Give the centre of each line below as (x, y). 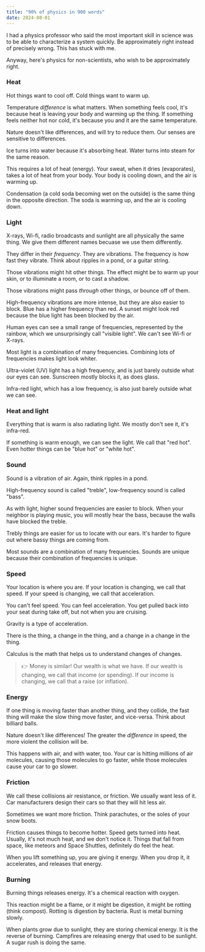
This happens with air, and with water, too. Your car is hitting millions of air (100, 754)
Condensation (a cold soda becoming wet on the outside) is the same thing (101, 194)
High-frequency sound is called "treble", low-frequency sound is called (96, 490)
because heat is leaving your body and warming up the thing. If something (100, 114)
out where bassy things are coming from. (58, 540)
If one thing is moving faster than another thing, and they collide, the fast (98, 710)
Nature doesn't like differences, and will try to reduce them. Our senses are (101, 132)
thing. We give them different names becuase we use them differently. (95, 242)
